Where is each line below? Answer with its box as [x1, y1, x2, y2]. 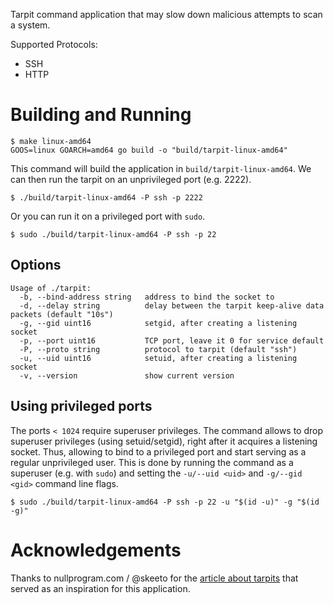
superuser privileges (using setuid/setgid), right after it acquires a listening [10, 435, 318, 447]
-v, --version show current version [19, 370, 235, 381]
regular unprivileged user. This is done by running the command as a [10, 456, 294, 468]
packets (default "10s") [10, 309, 114, 319]
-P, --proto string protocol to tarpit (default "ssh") [19, 344, 298, 354]
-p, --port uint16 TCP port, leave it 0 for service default [19, 335, 325, 346]
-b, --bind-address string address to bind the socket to [19, 292, 275, 302]
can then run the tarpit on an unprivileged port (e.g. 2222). [10, 173, 252, 185]
